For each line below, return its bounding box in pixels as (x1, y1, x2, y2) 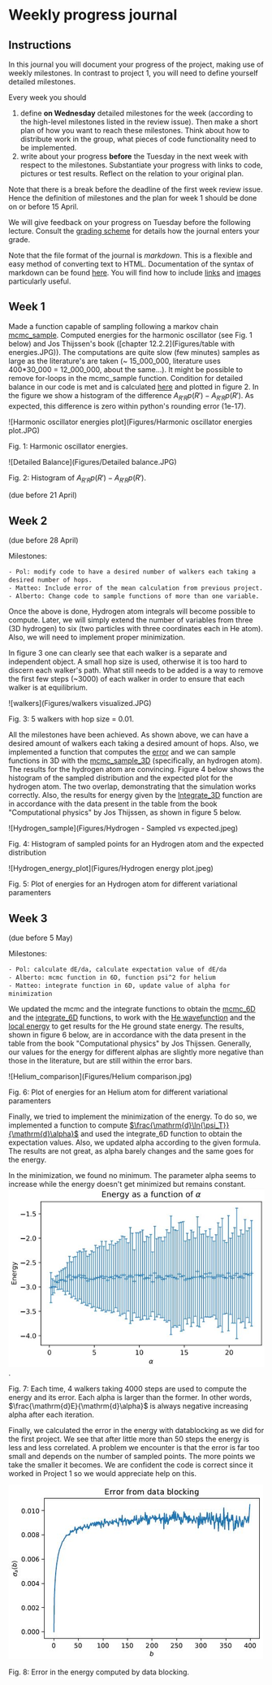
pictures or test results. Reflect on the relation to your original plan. (19, 169, 244, 178)
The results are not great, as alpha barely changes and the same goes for (8, 1146, 254, 1156)
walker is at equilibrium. (8, 682, 88, 692)
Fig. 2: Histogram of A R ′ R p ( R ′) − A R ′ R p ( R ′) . (8, 473, 147, 484)
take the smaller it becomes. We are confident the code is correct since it (8, 1460, 253, 1470)
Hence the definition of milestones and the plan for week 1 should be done (8, 193, 257, 202)
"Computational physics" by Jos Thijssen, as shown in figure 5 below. (8, 808, 242, 817)
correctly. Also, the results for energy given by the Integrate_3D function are (8, 791, 263, 800)
